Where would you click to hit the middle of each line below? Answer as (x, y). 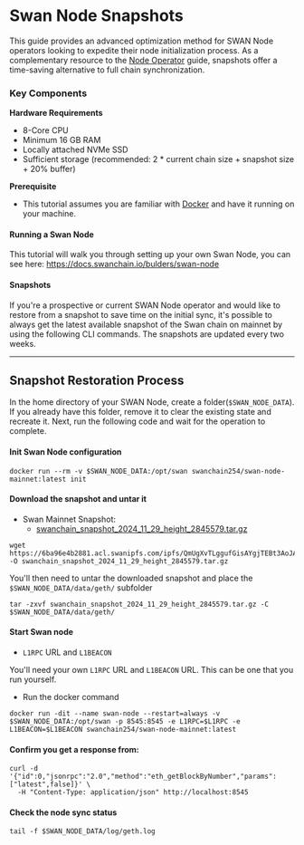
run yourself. (33, 679)
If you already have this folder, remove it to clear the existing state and (140, 412)
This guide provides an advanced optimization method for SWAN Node (142, 41)
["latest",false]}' (46, 784)
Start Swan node (42, 632)
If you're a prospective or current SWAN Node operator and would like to (145, 305)
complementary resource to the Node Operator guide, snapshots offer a (143, 60)
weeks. (23, 343)
